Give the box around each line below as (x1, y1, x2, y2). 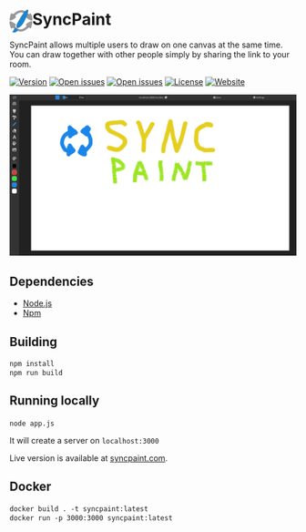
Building (9, 333, 57, 350)
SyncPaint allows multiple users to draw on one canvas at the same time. (9, 39, 283, 50)
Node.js (22, 298, 53, 309)
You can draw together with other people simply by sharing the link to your (9, 48, 290, 59)
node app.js (9, 419, 55, 428)
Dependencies (9, 273, 94, 289)
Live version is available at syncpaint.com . (9, 452, 168, 464)
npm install (9, 360, 55, 369)
